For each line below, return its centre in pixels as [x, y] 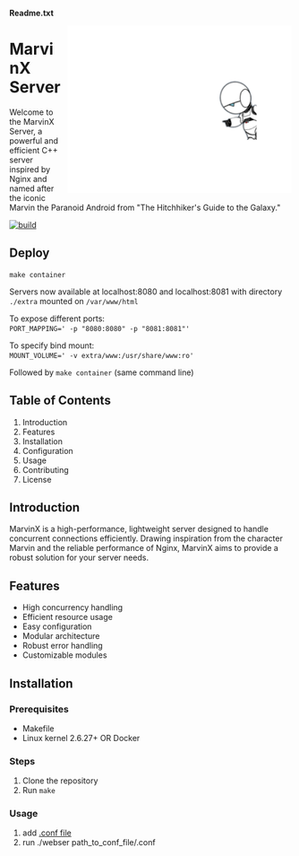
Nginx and [28, 179]
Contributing [45, 469]
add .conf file [47, 833]
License [37, 479]
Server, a [26, 131]
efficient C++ [34, 150]
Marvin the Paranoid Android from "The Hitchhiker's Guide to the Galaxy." [145, 207]
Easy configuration [57, 626]
